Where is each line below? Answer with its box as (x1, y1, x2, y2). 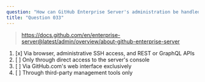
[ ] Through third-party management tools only (15, 69, 133, 76)
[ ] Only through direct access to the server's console (15, 56, 150, 63)
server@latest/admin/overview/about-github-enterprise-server (21, 38, 180, 45)
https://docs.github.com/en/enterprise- (21, 31, 121, 38)
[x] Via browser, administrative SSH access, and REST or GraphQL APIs (15, 49, 195, 56)
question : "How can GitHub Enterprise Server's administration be (6, 9, 179, 15)
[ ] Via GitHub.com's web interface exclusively (15, 62, 132, 70)
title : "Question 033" (6, 15, 64, 21)
